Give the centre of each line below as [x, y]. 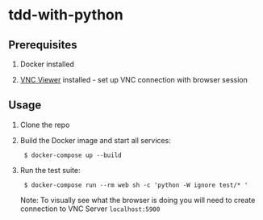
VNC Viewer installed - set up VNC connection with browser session [134, 80]
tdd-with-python [66, 15]
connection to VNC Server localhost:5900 [90, 209]
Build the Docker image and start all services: [95, 140]
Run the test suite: [50, 170]
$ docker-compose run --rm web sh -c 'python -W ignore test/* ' [136, 185]
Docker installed [47, 64]
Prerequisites [43, 45]
